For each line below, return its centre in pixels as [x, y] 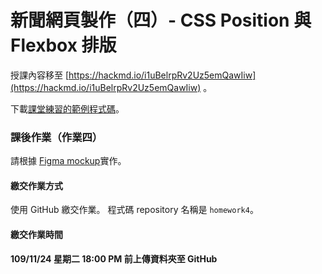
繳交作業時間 [36, 235]
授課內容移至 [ [40, 75]
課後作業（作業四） [56, 137]
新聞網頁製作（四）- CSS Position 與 [161, 20]
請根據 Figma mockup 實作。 [68, 161]
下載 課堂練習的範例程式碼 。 [67, 108]
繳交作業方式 [36, 185]
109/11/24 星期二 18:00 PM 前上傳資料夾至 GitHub [114, 258]
